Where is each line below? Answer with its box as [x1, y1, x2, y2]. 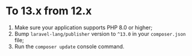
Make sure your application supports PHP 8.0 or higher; [14, 24, 153, 31]
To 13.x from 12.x [5, 4, 92, 18]
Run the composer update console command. [14, 43, 125, 50]
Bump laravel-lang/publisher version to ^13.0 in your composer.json [14, 30, 186, 37]
